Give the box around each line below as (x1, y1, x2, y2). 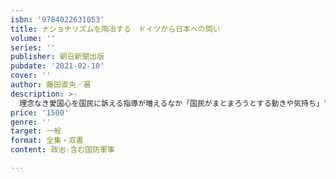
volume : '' (10, 33, 56, 43)
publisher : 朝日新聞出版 (10, 52, 105, 62)
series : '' (10, 42, 56, 53)
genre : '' (10, 117, 52, 127)
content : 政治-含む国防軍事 (10, 145, 115, 155)
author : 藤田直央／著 (10, 80, 92, 90)
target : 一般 (10, 126, 62, 136)
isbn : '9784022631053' (10, 14, 105, 25)
